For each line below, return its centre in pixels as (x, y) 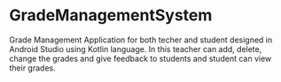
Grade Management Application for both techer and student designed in (141, 40)
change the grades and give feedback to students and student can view (140, 58)
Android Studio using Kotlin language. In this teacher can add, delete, (136, 48)
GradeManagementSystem (111, 15)
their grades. (32, 68)
